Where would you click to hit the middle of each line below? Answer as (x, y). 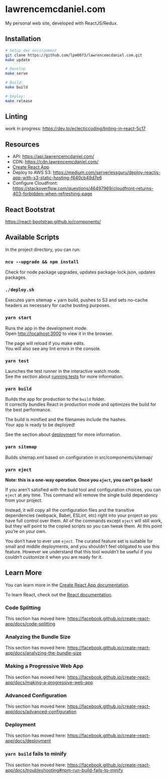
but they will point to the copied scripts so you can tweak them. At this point (83, 526)
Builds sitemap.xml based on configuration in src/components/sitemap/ (79, 457)
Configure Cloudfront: (35, 183)
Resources (22, 144)
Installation (23, 39)
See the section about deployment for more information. (63, 434)
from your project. (24, 500)
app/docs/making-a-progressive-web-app (49, 682)
